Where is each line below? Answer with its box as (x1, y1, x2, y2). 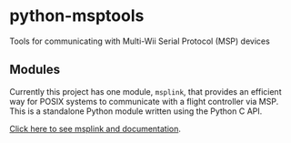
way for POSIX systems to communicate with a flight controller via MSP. (9, 96, 279, 107)
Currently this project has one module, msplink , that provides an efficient (9, 86, 282, 97)
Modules (9, 62, 61, 77)
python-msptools (9, 5, 145, 26)
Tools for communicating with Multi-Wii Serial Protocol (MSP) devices (9, 36, 270, 46)
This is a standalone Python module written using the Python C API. (9, 106, 263, 117)
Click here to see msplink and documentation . (9, 123, 182, 134)
